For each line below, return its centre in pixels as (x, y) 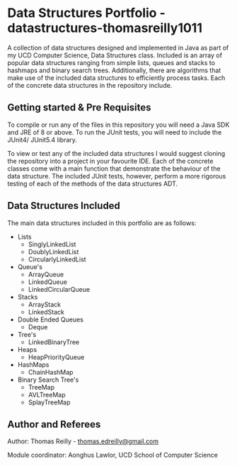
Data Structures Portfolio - (87, 13)
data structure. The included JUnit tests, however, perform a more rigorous (117, 176)
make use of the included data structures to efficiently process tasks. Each (116, 78)
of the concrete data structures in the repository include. (90, 85)
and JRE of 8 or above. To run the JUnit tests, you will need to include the (115, 132)
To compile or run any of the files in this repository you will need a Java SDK (118, 125)
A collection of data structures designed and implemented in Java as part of (118, 47)
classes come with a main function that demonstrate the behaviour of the (114, 169)
